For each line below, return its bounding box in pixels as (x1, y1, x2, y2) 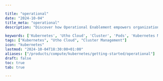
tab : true (5, 65, 25, 70)
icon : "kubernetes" (5, 42, 45, 47)
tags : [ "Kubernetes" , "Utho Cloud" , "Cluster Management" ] (5, 38, 127, 43)
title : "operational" (5, 11, 49, 16)
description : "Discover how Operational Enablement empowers (5, 25, 131, 29)
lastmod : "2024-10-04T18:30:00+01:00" (5, 47, 83, 52)
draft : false (5, 56, 32, 61)
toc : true (5, 60, 25, 65)
